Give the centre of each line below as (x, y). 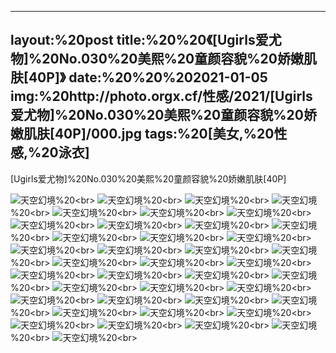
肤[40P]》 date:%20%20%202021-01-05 (139, 77)
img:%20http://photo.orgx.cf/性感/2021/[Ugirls (161, 96)
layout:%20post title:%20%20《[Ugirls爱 (139, 40)
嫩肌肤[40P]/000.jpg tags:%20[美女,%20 (142, 134)
